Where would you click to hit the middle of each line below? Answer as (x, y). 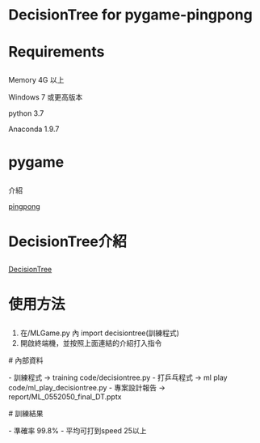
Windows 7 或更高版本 (46, 97)
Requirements (57, 52)
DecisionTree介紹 (68, 241)
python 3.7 (26, 113)
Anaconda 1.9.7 (34, 129)
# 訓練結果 (26, 413)
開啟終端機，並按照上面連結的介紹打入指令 (91, 343)
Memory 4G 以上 (36, 80)
